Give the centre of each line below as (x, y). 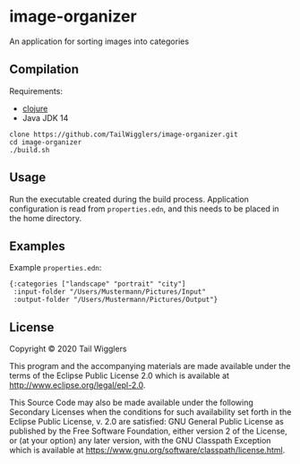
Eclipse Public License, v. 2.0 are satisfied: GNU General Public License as (146, 422)
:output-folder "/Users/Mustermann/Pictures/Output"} (116, 300)
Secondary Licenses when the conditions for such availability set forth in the (150, 412)
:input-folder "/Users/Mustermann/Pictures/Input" (109, 292)
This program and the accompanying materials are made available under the (150, 366)
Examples (37, 246)
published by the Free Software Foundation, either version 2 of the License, (149, 431)
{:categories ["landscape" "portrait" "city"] (98, 284)
